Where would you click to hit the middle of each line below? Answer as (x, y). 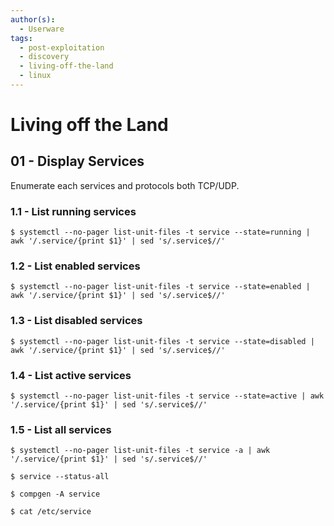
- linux (35, 76)
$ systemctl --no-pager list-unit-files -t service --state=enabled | (160, 287)
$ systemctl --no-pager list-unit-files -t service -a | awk (140, 451)
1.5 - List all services (61, 429)
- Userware (42, 29)
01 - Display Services (77, 161)
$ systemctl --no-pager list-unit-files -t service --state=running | (160, 232)
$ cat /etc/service (51, 512)
